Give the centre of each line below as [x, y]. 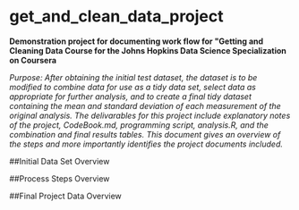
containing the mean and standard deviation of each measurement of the [145, 105]
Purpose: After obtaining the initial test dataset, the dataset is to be [133, 77]
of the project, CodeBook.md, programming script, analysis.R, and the [139, 125]
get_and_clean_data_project [116, 17]
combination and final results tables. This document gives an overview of [145, 134]
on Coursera [33, 60]
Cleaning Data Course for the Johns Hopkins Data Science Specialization [148, 50]
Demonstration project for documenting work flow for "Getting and [137, 41]
